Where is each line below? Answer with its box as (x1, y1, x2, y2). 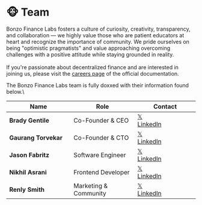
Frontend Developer (73, 168, 130, 176)
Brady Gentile (9, 116, 49, 124)
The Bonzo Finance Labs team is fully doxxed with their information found (6, 81, 189, 89)
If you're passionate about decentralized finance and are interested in (6, 63, 179, 71)
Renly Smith (9, 185, 45, 194)
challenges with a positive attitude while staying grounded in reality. (6, 50, 174, 58)
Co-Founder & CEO (73, 116, 129, 124)
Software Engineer (73, 150, 126, 159)
